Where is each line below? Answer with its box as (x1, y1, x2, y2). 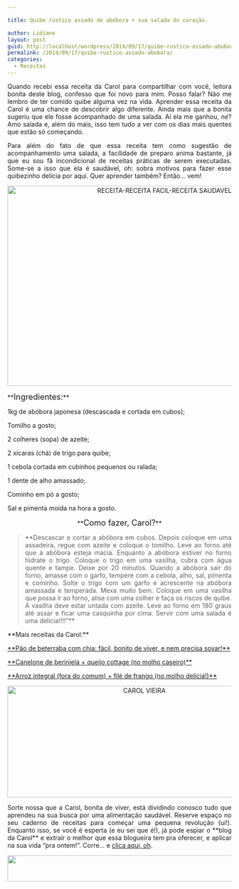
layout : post (7, 36, 46, 43)
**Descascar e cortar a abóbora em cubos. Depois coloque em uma (24, 533, 232, 542)
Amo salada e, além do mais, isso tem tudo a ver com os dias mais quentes (7, 120, 232, 128)
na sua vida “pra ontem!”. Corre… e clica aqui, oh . (7, 841, 153, 849)
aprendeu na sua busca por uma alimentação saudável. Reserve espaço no (7, 811, 232, 819)
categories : (7, 56, 43, 63)
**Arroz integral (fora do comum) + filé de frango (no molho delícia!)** (7, 671, 218, 680)
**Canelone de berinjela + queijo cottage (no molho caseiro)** (7, 658, 193, 666)
